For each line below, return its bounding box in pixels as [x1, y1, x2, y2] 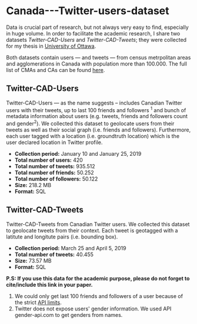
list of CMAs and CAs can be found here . [6, 66, 105, 73]
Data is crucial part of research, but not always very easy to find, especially [6, 24, 189, 31]
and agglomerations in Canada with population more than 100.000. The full [6, 60, 187, 67]
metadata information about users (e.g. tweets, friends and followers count [6, 113, 188, 120]
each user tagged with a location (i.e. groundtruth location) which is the [6, 133, 180, 140]
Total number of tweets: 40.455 [14, 251, 94, 258]
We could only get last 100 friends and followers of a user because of [14, 292, 183, 299]
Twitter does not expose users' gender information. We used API [14, 305, 172, 312]
